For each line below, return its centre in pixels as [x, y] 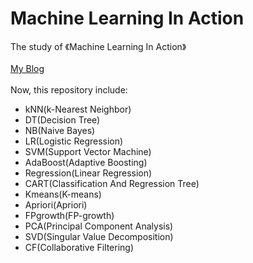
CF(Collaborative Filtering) [79, 247]
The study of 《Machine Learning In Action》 [98, 46]
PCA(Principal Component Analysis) [99, 226]
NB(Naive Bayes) [60, 130]
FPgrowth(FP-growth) [69, 215]
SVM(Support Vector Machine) [88, 151]
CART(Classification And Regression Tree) [112, 183]
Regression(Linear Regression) [88, 173]
